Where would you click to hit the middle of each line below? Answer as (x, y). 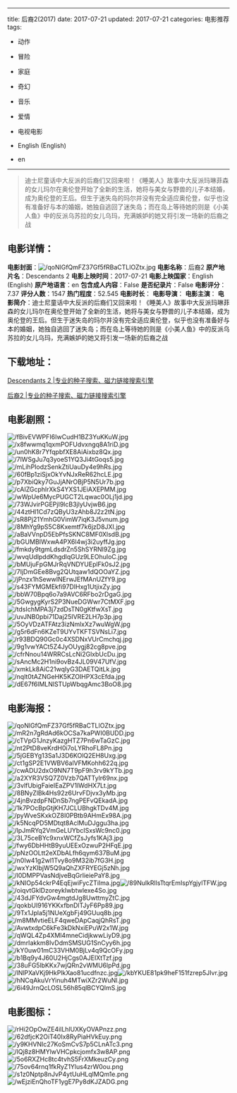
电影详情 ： (31, 249)
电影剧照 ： (31, 420)
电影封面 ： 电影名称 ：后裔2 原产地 (116, 267)
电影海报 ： (31, 708)
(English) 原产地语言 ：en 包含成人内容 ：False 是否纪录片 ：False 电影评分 (114, 285)
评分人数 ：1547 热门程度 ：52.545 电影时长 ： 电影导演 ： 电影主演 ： (119, 293)
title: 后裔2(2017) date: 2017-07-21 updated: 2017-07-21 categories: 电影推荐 (119, 19)
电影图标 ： (31, 1012)
